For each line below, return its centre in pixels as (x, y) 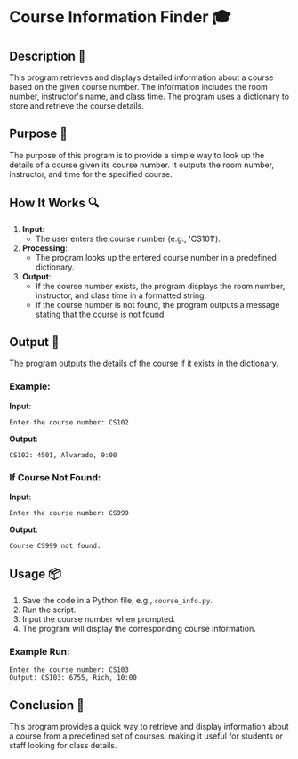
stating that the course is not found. (101, 314)
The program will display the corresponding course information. (139, 628)
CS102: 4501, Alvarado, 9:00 (63, 455)
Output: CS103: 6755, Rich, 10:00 (73, 678)
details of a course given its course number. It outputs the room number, (141, 165)
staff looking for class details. (63, 745)
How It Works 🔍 (54, 203)
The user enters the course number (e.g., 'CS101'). (128, 238)
